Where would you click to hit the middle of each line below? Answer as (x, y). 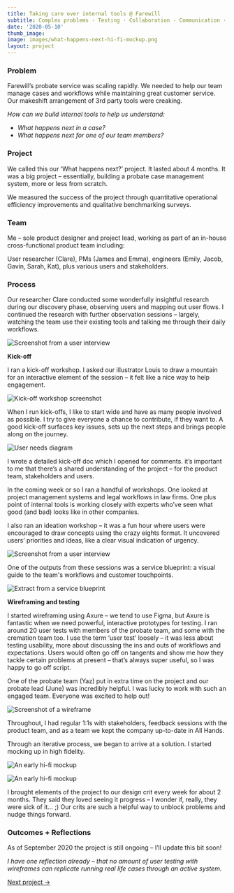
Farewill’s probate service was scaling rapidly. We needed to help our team (115, 86)
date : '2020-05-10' (36, 27)
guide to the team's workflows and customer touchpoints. (90, 575)
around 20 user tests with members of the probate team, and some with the (116, 631)
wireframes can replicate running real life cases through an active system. (115, 869)
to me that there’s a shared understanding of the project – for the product (112, 469)
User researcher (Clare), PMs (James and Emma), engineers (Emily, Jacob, (115, 259)
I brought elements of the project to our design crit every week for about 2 (114, 792)
